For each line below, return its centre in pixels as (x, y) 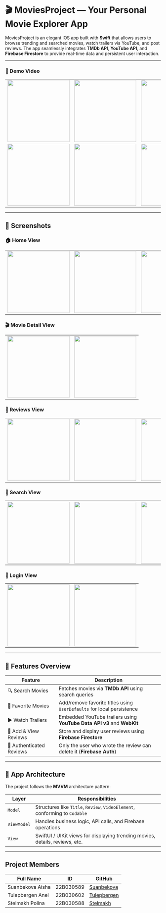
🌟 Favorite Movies (28, 706)
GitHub (104, 878)
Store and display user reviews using (101, 731)
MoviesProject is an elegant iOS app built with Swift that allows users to (78, 38)
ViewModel (19, 824)
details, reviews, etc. (59, 842)
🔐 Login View (21, 575)
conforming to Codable (61, 813)
